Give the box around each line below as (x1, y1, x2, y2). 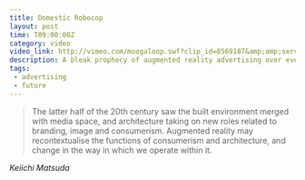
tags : (9, 65, 30, 74)
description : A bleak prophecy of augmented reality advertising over (9, 55, 282, 65)
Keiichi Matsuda (9, 162, 70, 173)
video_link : (9, 47, 54, 56)
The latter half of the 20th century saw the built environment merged (31, 105, 290, 116)
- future (13, 81, 47, 90)
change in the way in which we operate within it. (31, 145, 212, 155)
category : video (9, 38, 71, 48)
